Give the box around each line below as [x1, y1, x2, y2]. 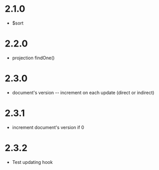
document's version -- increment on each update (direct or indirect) [12, 89, 154, 95]
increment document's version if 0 [12, 124, 84, 130]
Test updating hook [12, 159, 53, 165]
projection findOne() [12, 55, 55, 61]
